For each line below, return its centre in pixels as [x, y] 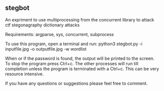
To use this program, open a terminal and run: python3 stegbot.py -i [74, 44]
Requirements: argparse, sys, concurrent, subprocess [60, 34]
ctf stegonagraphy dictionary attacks [42, 25]
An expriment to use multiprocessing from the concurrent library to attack [80, 19]
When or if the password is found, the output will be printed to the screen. [80, 58]
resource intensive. [25, 74]
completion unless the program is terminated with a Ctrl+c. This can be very [82, 69]
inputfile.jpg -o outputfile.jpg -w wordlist [46, 49]
